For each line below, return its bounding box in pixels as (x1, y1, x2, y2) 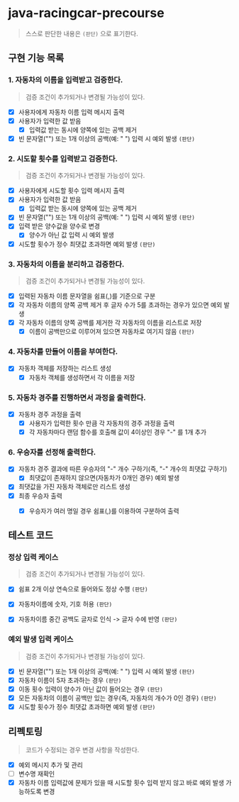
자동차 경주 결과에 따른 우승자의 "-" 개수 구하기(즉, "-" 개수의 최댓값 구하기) (18, 464, 228, 473)
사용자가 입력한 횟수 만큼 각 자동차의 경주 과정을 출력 (28, 418, 175, 427)
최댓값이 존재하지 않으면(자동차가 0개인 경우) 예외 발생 (28, 474, 180, 482)
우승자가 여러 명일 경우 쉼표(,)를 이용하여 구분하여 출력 (28, 506, 179, 515)
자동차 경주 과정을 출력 (18, 410, 82, 418)
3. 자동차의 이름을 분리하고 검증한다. (8, 259, 125, 269)
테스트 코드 (8, 530, 54, 542)
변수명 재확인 (18, 769, 55, 778)
